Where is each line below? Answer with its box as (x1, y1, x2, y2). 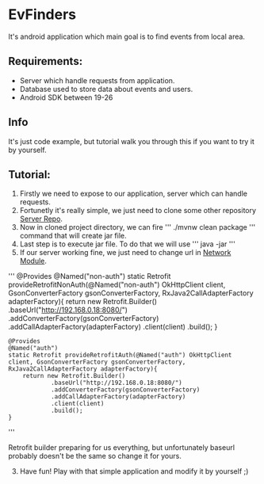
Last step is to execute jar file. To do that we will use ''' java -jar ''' (19, 239, 235, 249)
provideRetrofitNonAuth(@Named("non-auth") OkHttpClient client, (8, 280, 226, 290)
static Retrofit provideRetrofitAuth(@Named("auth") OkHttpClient (8, 351, 232, 360)
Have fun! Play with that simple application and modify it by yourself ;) (19, 467, 249, 476)
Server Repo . (19, 214, 63, 223)
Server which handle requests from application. (19, 75, 175, 85)
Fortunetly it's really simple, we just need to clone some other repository (19, 206, 256, 215)
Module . (19, 256, 48, 266)
